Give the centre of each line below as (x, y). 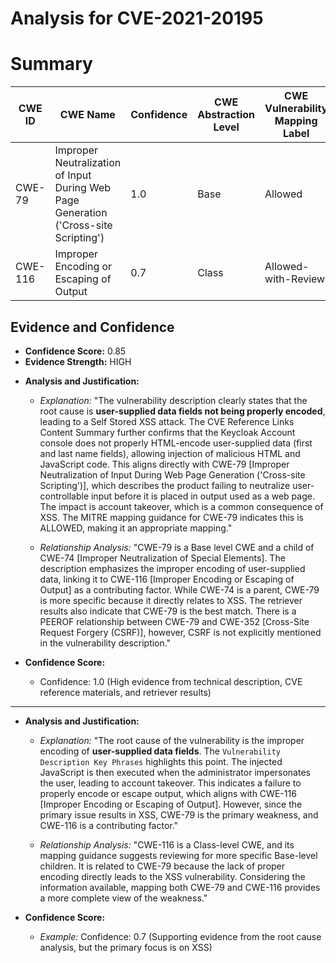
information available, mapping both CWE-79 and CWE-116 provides (180, 887)
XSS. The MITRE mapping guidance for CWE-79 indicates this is (171, 517)
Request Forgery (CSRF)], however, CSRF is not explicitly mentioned (180, 632)
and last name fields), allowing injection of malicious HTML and (170, 453)
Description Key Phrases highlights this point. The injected (161, 761)
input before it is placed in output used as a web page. (202, 496)
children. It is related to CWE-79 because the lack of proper (162, 866)
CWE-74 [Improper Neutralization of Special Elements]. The (162, 558)
